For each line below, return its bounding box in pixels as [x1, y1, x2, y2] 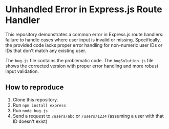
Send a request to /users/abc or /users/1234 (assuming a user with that [12, 113, 164, 119]
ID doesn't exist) [12, 118, 48, 124]
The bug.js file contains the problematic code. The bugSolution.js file [5, 57, 154, 63]
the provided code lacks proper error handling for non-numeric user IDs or [5, 42, 163, 48]
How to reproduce [5, 83, 64, 92]
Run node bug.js [12, 107, 48, 113]
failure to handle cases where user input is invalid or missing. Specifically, [5, 37, 161, 43]
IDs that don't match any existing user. [5, 47, 87, 54]
